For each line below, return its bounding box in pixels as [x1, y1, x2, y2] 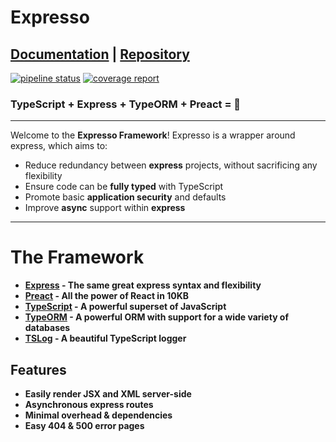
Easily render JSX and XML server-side [24, 388, 192, 400]
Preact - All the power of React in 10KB [24, 290, 189, 302]
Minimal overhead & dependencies [24, 409, 173, 421]
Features [10, 361, 67, 378]
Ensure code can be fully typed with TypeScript [24, 181, 224, 193]
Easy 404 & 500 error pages [24, 420, 145, 432]
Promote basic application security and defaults [24, 191, 227, 203]
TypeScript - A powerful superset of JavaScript [24, 301, 227, 313]
